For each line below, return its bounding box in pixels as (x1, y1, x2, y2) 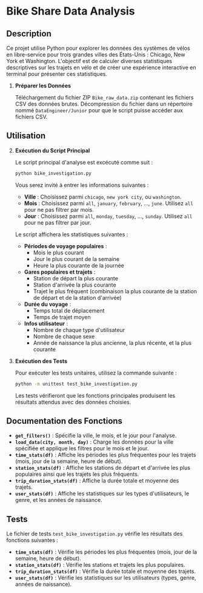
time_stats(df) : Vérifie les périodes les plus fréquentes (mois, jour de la (15, 548, 198, 556)
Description (6, 29, 52, 39)
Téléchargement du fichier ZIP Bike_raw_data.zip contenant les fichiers (15, 94, 194, 101)
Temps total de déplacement (33, 307, 105, 314)
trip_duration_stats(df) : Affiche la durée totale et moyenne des (15, 477, 179, 484)
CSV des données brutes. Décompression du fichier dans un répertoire (15, 100, 193, 107)
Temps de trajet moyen (33, 313, 91, 320)
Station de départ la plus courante (33, 274, 118, 282)
